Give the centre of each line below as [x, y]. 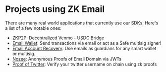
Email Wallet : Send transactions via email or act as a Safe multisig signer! [87, 43]
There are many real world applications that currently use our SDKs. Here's [82, 23]
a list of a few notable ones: [33, 28]
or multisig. [24, 54]
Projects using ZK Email [55, 9]
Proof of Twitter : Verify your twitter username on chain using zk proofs [84, 64]
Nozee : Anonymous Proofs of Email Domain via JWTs [67, 59]
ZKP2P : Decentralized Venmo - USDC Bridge [58, 38]
